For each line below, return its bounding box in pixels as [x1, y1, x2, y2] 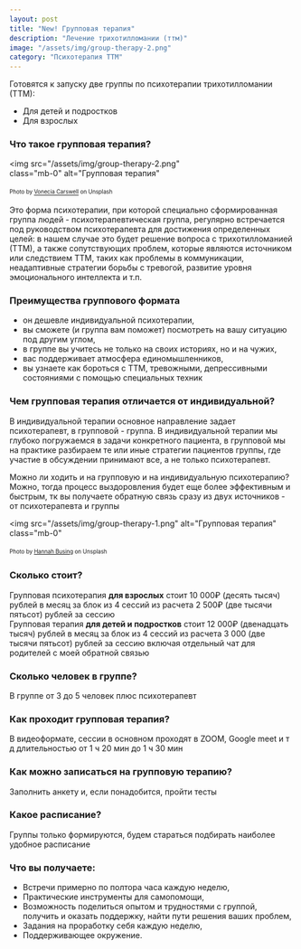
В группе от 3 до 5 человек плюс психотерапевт [9, 690, 197, 700]
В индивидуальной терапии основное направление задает [9, 416, 237, 427]
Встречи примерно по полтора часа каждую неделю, [22, 882, 230, 893]
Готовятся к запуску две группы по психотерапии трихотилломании [9, 79, 273, 89]
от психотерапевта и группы [9, 500, 120, 511]
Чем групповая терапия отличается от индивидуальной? [9, 395, 276, 408]
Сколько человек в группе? [9, 670, 137, 682]
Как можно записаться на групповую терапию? [9, 766, 233, 778]
